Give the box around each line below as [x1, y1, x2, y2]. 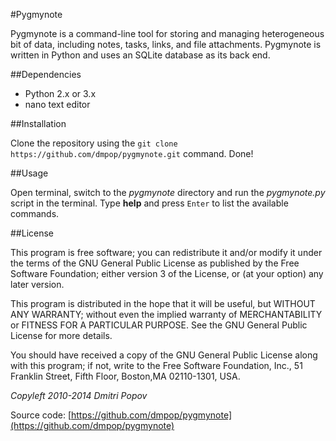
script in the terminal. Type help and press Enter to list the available [10, 197, 289, 209]
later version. [10, 279, 65, 290]
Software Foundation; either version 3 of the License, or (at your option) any [10, 268, 324, 279]
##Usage [10, 167, 49, 179]
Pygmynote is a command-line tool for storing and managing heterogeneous [10, 28, 325, 39]
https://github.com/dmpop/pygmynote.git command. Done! [10, 148, 254, 159]
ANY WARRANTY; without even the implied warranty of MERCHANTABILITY [10, 309, 323, 320]
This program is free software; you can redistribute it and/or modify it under [10, 247, 323, 258]
